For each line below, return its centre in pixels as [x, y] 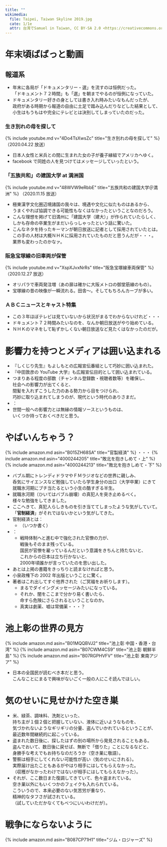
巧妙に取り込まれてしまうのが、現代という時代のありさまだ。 [75, 397]
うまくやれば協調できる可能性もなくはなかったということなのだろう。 [84, 211]
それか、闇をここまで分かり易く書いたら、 [63, 594]
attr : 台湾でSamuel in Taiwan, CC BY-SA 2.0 [55, 28]
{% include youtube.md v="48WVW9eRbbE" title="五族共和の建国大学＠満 [82, 187]
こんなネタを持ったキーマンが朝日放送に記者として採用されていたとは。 [86, 229]
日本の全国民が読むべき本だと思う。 [49, 673]
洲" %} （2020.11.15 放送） [32, 194]
